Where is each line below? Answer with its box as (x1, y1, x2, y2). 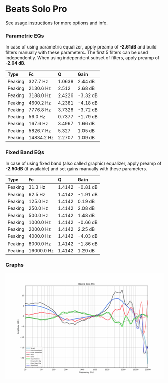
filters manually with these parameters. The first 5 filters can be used (5, 49, 148, 56)
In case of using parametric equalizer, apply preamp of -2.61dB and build (5, 44, 157, 50)
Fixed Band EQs (5, 149, 44, 156)
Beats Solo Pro (5, 3, 68, 15)
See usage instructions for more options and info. (5, 20, 108, 26)
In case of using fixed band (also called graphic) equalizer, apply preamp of (5, 160, 162, 166)
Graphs (5, 261, 24, 268)
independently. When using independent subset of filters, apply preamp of (5, 55, 160, 61)
